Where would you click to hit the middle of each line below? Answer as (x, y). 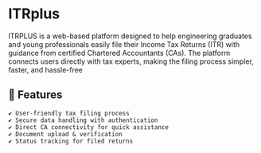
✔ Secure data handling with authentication (83, 120)
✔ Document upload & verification (66, 134)
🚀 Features (35, 95)
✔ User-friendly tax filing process (69, 113)
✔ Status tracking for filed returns (71, 141)
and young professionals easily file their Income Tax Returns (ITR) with (124, 44)
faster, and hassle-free (46, 69)
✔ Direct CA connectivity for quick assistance (89, 127)
